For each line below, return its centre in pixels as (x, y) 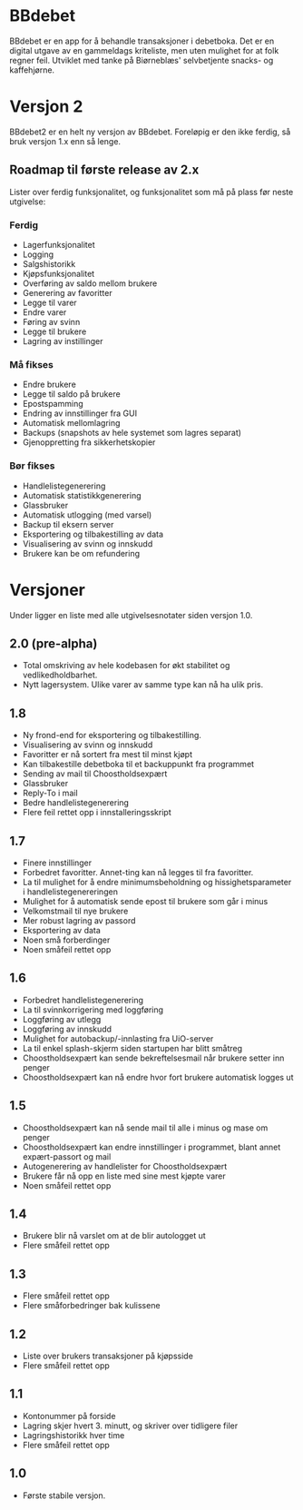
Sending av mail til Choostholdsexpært (95, 774)
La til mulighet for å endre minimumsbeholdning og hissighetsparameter (157, 882)
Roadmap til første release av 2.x (104, 170)
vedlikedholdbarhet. (60, 675)
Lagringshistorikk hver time (73, 1435)
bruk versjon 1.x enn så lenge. (65, 141)
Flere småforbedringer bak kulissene (91, 1306)
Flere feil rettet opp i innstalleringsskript (97, 813)
